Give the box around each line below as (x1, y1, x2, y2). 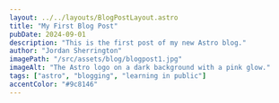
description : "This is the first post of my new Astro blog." (9, 38, 247, 47)
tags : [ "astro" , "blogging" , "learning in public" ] (9, 72, 206, 81)
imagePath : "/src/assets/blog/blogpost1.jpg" (9, 55, 182, 64)
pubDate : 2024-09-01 (9, 30, 87, 39)
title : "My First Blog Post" (9, 21, 118, 30)
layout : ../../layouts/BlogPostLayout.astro (9, 13, 179, 22)
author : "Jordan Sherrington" (9, 47, 123, 56)
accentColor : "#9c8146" (9, 80, 99, 89)
